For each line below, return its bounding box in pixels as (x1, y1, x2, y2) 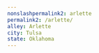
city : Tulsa (7, 29, 42, 36)
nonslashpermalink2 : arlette (7, 10, 92, 17)
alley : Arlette (7, 23, 52, 30)
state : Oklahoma (7, 36, 54, 43)
